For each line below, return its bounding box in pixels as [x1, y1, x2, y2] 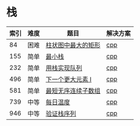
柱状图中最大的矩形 [45, 41, 101, 49]
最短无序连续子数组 [45, 86, 101, 95]
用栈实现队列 [45, 63, 83, 72]
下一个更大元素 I [45, 75, 92, 83]
